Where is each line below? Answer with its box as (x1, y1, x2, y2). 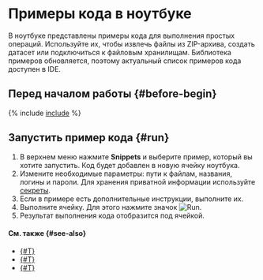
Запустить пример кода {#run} (8, 131, 170, 144)
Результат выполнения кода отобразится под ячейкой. (19, 211, 205, 220)
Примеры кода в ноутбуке (8, 5, 192, 23)
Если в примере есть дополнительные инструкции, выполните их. (19, 194, 244, 203)
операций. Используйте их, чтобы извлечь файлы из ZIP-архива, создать (8, 39, 255, 48)
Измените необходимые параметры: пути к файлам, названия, (19, 169, 233, 178)
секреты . (19, 185, 51, 195)
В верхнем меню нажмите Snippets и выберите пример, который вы (19, 151, 253, 162)
